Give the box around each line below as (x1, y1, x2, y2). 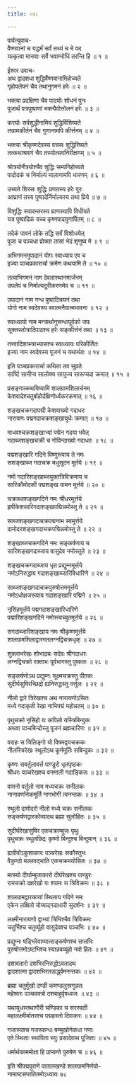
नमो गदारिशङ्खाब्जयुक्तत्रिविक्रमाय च (7, 472, 88, 481)
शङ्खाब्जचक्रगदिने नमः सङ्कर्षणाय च (7, 539, 90, 547)
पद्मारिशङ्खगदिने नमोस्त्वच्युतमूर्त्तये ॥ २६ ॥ (7, 613, 104, 622)
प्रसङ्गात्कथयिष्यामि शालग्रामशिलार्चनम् (7, 384, 90, 392)
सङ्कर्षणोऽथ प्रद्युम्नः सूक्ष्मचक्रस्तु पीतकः (7, 671, 94, 680)
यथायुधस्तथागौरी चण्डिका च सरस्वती (7, 1003, 88, 1012)
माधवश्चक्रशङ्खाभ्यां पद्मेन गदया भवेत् (7, 428, 89, 436)
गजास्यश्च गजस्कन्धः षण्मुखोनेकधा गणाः (7, 1025, 94, 1034)
